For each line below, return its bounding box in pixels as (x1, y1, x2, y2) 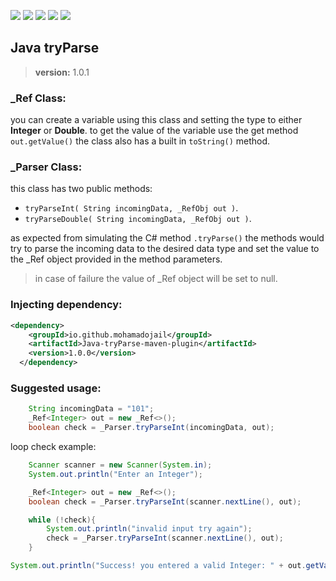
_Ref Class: (10, 91, 67, 105)
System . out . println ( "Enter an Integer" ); (28, 469, 203, 479)
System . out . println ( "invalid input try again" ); (46, 524, 253, 534)
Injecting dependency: (10, 298, 123, 312)
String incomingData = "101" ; (28, 404, 155, 414)
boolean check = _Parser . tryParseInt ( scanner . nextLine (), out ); (28, 496, 302, 507)
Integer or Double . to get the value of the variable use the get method (10, 125, 299, 137)
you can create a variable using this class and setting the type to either (10, 114, 303, 126)
